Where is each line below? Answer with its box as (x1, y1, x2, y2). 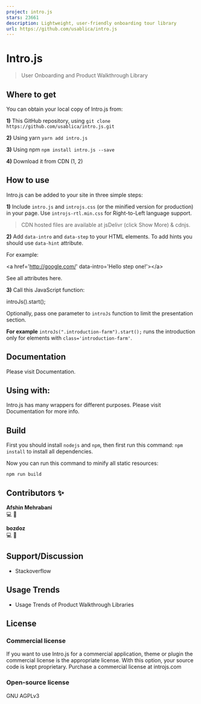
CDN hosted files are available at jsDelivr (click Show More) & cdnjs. (21, 221, 191, 228)
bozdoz (6, 525, 26, 532)
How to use (6, 175, 49, 185)
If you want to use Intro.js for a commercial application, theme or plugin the (6, 650, 193, 657)
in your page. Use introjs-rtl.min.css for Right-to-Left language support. (6, 209, 192, 217)
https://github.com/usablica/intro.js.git (6, 123, 115, 130)
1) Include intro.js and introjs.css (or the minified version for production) (6, 203, 194, 210)
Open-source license (6, 679, 69, 687)
